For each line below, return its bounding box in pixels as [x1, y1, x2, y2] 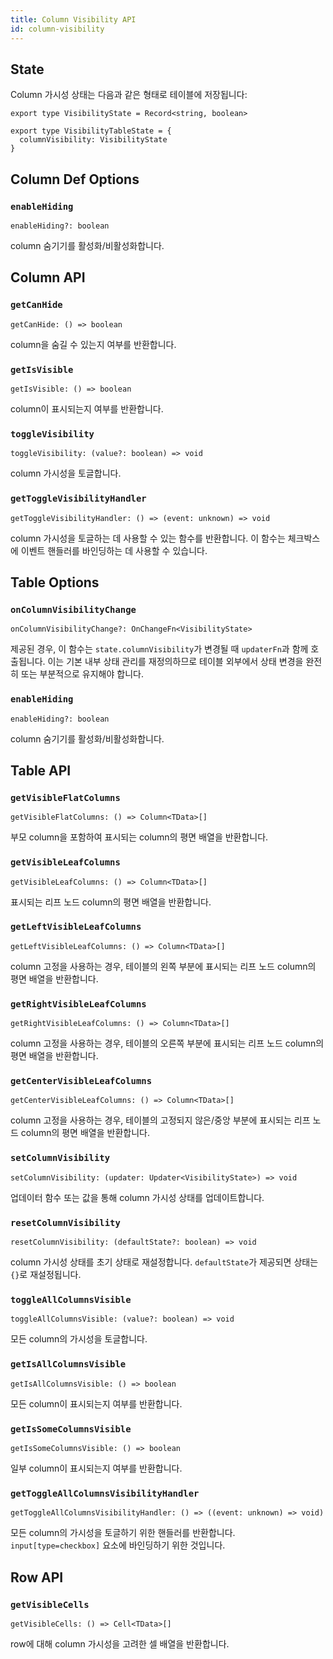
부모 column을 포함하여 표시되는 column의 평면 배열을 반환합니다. [10, 831, 269, 843]
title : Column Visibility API [10, 14, 137, 25]
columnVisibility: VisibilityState [19, 135, 168, 145]
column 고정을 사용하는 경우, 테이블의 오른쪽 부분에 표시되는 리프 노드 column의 [10, 1037, 325, 1050]
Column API [10, 269, 86, 286]
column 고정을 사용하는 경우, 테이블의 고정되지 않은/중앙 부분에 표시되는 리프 [10, 1114, 311, 1126]
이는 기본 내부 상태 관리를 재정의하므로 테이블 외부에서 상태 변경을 [47, 656, 304, 668]
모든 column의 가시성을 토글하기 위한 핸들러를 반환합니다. [10, 1527, 236, 1539]
